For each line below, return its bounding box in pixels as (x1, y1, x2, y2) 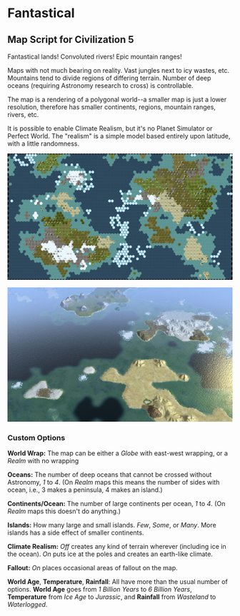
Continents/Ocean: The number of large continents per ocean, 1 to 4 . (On (7, 500, 226, 508)
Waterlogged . (7, 600, 48, 609)
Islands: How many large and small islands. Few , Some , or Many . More (7, 521, 216, 530)
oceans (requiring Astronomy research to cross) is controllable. (7, 81, 194, 90)
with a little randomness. (7, 139, 80, 148)
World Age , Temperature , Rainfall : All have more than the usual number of (7, 577, 229, 586)
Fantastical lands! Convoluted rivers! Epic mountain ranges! (7, 52, 182, 61)
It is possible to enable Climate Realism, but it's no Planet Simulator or (7, 124, 213, 133)
